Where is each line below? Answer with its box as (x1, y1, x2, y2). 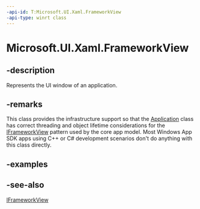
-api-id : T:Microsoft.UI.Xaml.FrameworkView (6, 9, 121, 15)
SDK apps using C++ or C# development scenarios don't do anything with (6, 135, 193, 142)
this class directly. (6, 141, 52, 148)
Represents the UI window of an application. (6, 81, 118, 89)
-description (6, 65, 55, 76)
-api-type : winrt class (6, 15, 67, 21)
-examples (6, 159, 48, 169)
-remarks (6, 99, 43, 109)
